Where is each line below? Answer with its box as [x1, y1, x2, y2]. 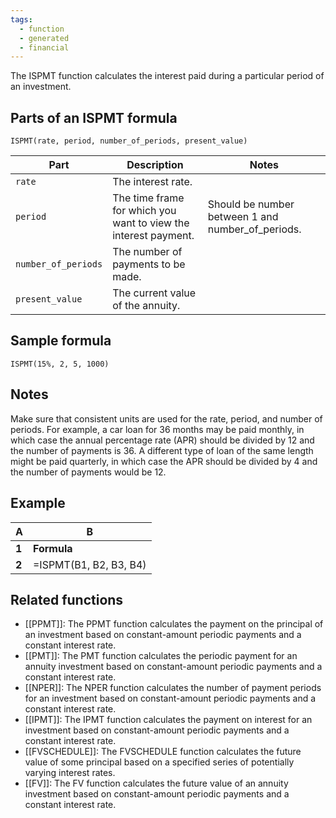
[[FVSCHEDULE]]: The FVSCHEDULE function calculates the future [24, 746, 302, 758]
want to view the [112, 216, 190, 230]
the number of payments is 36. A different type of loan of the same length [10, 444, 314, 456]
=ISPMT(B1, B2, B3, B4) [32, 557, 147, 571]
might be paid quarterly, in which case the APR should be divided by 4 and [10, 455, 318, 467]
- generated [19, 33, 70, 43]
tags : [10, 14, 33, 25]
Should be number [207, 197, 295, 211]
